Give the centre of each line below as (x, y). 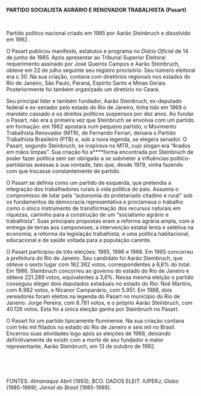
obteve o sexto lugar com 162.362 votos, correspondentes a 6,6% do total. (99, 264)
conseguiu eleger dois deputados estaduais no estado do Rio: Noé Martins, (99, 283)
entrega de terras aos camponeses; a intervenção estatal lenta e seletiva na (100, 227)
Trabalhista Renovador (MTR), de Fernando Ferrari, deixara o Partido (91, 133)
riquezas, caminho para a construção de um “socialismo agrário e (88, 214)
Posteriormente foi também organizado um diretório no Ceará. (83, 89)
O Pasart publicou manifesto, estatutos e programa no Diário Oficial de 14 (97, 51)
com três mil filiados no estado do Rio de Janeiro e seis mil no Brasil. (91, 327)
